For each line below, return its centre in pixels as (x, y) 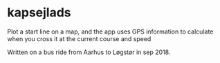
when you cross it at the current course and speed (79, 38)
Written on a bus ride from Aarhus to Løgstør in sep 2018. (89, 52)
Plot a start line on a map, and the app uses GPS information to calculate (110, 32)
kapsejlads (39, 13)
